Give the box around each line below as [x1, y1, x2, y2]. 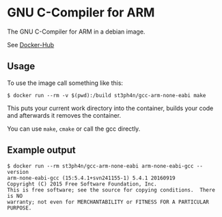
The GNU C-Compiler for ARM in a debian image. [7, 27, 145, 36]
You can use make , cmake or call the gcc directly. [7, 125, 141, 133]
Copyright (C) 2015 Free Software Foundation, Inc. [7, 180, 157, 188]
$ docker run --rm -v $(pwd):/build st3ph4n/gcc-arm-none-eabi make [7, 92, 206, 99]
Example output [7, 144, 77, 156]
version [7, 168, 29, 175]
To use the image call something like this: [7, 79, 124, 87]
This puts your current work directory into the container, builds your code [7, 104, 214, 112]
